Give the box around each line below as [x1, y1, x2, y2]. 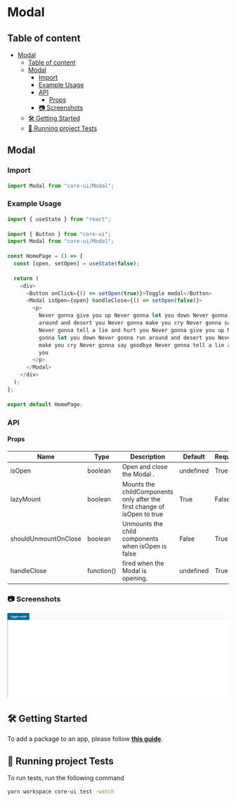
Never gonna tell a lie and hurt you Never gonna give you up [38, 327, 225, 334]
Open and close [122, 463, 168, 471]
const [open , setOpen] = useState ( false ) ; [13, 261, 140, 268]
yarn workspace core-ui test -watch [7, 788, 114, 796]
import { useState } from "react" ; [7, 216, 112, 223]
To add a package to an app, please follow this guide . [7, 735, 164, 743]
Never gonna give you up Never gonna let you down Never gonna [38, 312, 228, 320]
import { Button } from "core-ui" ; [7, 230, 112, 237]
